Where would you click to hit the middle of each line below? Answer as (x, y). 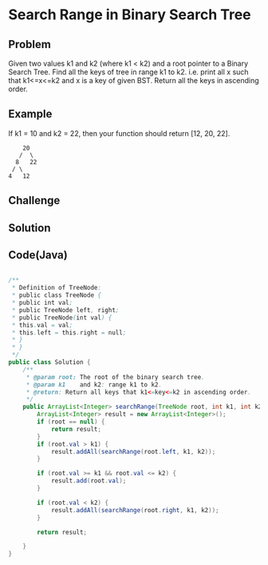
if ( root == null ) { (71, 422)
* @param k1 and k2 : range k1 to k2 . (94, 385)
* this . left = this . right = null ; (69, 333)
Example (30, 114)
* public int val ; (42, 303)
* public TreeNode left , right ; (65, 310)
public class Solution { (49, 363)
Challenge (34, 200)
